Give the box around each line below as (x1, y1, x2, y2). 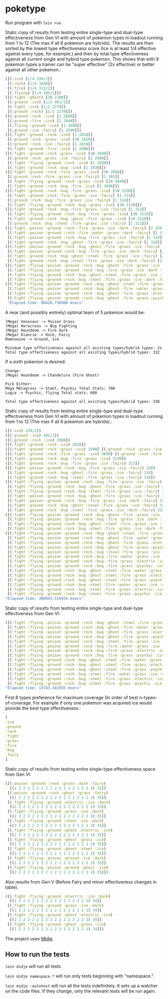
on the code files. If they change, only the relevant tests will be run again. (5, 988, 156, 994)
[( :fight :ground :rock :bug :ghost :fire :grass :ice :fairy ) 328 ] (7, 470, 153, 475)
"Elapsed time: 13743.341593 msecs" (5, 685, 81, 690)
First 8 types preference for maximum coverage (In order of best (5, 694, 138, 700)
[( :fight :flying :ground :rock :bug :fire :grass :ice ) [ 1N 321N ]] (7, 212, 153, 217)
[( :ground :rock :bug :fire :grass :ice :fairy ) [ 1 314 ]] (7, 198, 131, 203)
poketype (5, 3, 46, 15)
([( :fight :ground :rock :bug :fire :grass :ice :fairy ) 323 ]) (5, 461, 140, 466)
